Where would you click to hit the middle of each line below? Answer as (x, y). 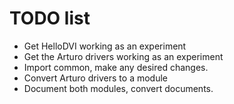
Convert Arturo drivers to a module (95, 78)
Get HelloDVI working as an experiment (105, 46)
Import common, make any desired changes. (116, 67)
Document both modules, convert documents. (118, 88)
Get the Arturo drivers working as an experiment (123, 56)
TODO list (50, 18)
